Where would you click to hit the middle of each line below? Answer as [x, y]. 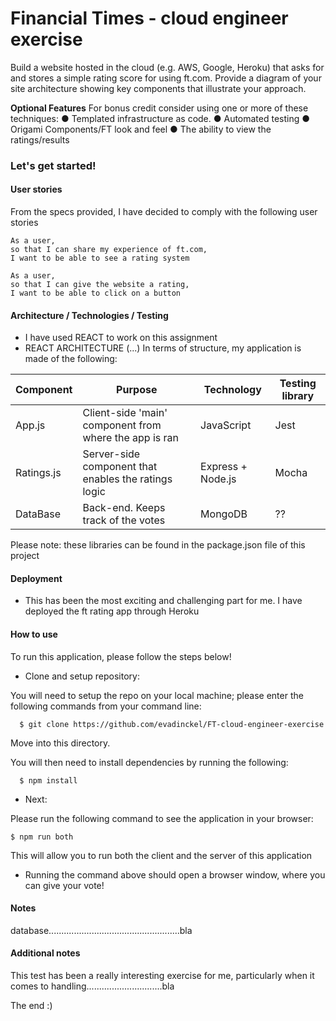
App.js [30, 425]
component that [120, 467]
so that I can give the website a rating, [100, 285]
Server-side [111, 454]
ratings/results [40, 139]
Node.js [218, 479]
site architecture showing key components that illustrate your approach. [158, 88]
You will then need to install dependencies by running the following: [149, 762]
